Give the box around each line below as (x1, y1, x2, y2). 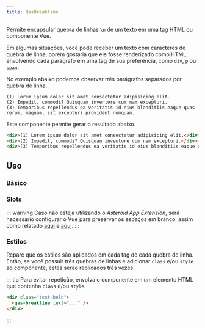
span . (6, 64, 20, 71)
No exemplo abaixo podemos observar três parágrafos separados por (6, 75, 182, 82)
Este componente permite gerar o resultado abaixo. (6, 120, 136, 128)
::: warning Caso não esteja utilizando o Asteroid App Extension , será (6, 209, 180, 216)
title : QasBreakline (6, 9, 59, 15)
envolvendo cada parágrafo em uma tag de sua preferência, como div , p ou (6, 57, 196, 64)
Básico (6, 178, 27, 187)
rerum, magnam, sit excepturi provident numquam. (6, 109, 135, 116)
